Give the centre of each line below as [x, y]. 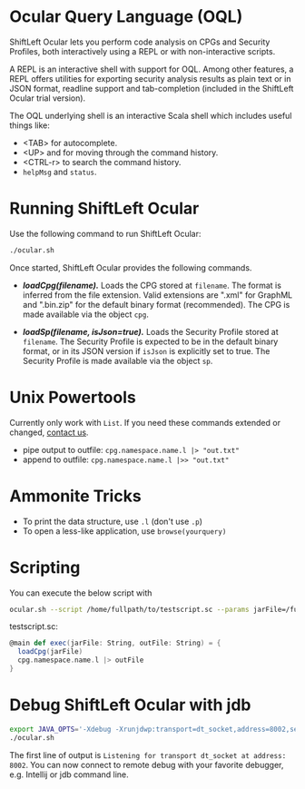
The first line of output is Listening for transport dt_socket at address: [148, 754]
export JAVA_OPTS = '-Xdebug [60, 729]
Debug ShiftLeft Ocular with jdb [130, 705]
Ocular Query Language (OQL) [126, 17]
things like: [30, 125]
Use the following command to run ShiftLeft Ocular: [105, 233]
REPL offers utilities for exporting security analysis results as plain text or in [150, 78]
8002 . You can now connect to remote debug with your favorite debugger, [147, 764]
